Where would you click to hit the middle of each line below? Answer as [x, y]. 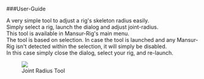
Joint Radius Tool [43, 70]
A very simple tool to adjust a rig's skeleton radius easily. [78, 20]
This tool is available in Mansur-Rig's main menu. [68, 33]
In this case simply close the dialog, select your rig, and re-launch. [90, 53]
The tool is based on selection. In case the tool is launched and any [91, 40]
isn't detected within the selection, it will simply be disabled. [91, 46]
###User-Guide [26, 9]
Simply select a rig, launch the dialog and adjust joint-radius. [82, 27]
